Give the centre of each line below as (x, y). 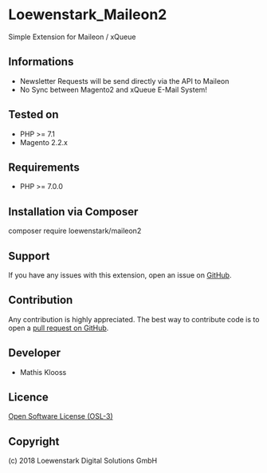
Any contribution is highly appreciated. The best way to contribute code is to (134, 319)
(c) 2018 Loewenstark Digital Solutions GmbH (83, 461)
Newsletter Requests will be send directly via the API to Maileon (124, 81)
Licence (29, 398)
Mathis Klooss (43, 372)
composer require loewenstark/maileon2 (75, 231)
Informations (41, 62)
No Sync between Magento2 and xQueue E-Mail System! (113, 89)
